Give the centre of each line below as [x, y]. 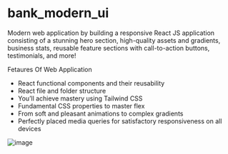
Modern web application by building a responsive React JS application [111, 33]
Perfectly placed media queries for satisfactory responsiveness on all [120, 121]
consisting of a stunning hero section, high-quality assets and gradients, [114, 40]
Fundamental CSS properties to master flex [81, 106]
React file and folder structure [62, 91]
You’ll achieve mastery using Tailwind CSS [80, 98]
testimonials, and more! [42, 56]
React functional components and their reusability [91, 83]
